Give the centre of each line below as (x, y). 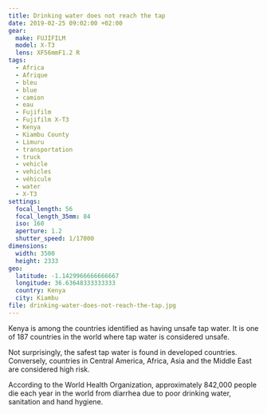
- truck (28, 157)
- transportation (44, 149)
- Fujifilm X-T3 (42, 120)
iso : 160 (30, 224)
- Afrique (31, 75)
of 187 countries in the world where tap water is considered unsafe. (119, 336)
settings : (25, 201)
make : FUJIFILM (41, 38)
